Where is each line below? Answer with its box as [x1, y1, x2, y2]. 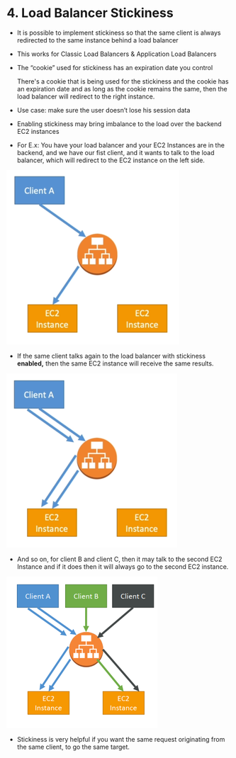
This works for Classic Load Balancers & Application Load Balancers [16, 50, 217, 58]
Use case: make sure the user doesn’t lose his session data [16, 106, 191, 114]
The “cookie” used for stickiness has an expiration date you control [16, 63, 213, 72]
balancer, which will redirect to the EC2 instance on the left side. [16, 156, 205, 164]
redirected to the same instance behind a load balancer [16, 35, 179, 44]
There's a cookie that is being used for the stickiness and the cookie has [16, 77, 229, 86]
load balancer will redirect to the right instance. [16, 92, 155, 101]
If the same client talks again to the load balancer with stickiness [16, 351, 206, 360]
